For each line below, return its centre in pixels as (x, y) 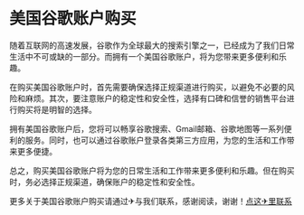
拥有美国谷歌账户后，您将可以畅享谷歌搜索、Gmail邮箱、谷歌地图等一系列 (147, 128)
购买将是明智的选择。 (57, 109)
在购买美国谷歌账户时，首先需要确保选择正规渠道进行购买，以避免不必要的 (148, 87)
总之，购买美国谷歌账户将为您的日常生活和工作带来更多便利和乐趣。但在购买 (152, 170)
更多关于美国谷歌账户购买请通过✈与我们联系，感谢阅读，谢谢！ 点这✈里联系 (151, 201)
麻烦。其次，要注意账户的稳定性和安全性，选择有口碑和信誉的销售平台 (156, 98)
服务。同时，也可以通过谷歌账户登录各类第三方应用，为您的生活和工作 (156, 140)
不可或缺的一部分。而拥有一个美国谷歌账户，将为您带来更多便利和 (156, 56)
